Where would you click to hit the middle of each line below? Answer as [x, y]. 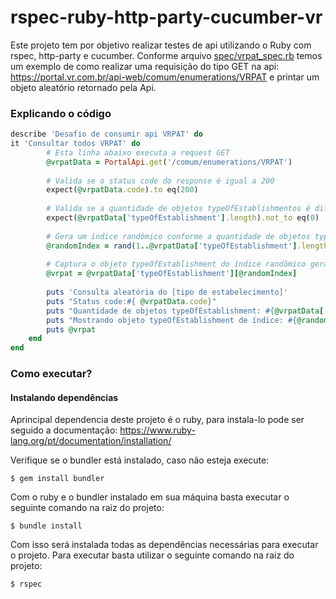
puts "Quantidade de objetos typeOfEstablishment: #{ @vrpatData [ [185, 311]
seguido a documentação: [64, 430]
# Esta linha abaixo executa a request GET [138, 152]
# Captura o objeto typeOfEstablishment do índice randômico [176, 264]
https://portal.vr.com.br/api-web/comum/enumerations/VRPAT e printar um [165, 77]
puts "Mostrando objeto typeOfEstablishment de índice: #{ [172, 320]
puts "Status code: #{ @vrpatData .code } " [131, 301]
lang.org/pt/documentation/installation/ [91, 441]
